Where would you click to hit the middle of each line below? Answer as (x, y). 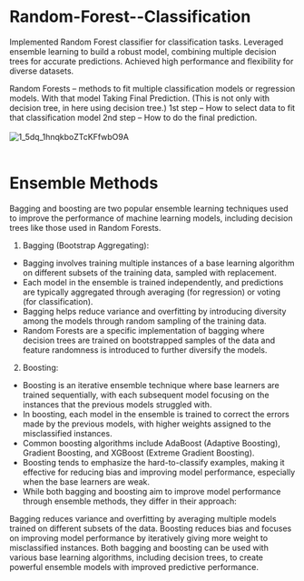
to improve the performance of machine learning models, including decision (151, 218)
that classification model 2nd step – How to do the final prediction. (133, 117)
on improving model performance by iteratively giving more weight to (139, 537)
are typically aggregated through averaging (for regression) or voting (152, 292)
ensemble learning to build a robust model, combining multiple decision (143, 51)
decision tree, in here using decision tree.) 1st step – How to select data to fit (152, 107)
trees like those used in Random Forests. (85, 227)
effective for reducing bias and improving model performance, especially (159, 472)
